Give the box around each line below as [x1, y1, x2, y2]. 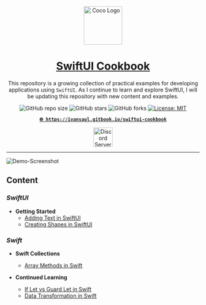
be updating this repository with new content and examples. [27, 92, 179, 100]
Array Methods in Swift [24, 261, 83, 269]
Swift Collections [15, 250, 60, 257]
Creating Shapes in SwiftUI [24, 220, 93, 228]
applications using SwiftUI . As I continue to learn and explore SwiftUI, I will [9, 86, 197, 93]
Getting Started [15, 207, 56, 215]
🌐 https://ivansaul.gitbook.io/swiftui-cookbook [39, 116, 167, 122]
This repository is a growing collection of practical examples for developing [8, 79, 198, 87]
